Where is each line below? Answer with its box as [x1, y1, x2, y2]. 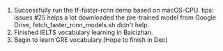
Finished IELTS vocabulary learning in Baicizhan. [13, 28, 153, 36]
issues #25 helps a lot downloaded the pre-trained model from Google [13, 13, 216, 22]
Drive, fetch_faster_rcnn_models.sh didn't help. [13, 21, 150, 29]
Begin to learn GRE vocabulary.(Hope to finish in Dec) [13, 36, 169, 44]
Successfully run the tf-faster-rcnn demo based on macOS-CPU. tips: [13, 6, 214, 14]
